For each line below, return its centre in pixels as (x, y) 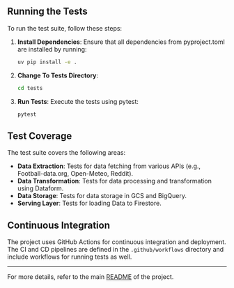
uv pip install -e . (47, 62)
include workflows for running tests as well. (70, 257)
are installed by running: (52, 49)
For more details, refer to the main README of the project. (91, 277)
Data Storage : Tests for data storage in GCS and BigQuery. (102, 196)
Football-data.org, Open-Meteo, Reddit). (75, 174)
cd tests (30, 88)
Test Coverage (40, 136)
